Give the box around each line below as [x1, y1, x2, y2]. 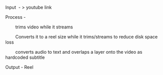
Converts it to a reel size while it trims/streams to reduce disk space [15, 34, 158, 40]
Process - [5, 14, 26, 20]
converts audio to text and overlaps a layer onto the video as [15, 49, 143, 55]
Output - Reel [5, 64, 34, 70]
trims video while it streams [15, 24, 73, 30]
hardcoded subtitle [5, 54, 45, 60]
